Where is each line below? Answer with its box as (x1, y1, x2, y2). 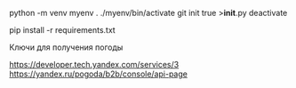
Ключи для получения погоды (9, 42, 124, 52)
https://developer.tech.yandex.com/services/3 (9, 60, 180, 69)
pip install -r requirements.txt (9, 25, 116, 35)
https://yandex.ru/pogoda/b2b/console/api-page (9, 68, 188, 79)
